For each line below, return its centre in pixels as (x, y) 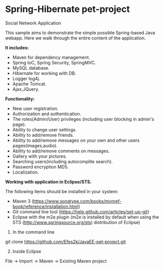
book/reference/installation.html (45, 206)
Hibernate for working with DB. (44, 73)
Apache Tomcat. (29, 84)
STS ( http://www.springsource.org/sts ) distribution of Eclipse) (76, 222)
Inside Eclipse (27, 251)
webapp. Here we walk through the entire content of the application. (75, 38)
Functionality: (20, 99)
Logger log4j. (26, 78)
